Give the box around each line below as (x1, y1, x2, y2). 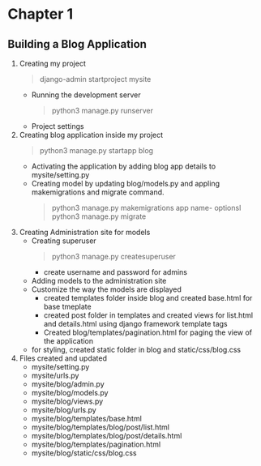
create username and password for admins (43, 267, 188, 276)
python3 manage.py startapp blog (39, 146, 154, 155)
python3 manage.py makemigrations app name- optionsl (51, 203, 242, 212)
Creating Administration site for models (19, 228, 151, 237)
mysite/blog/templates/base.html (31, 414, 143, 423)
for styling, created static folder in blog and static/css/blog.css (31, 345, 241, 354)
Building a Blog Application (7, 37, 148, 51)
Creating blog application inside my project (19, 130, 164, 139)
